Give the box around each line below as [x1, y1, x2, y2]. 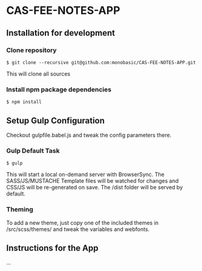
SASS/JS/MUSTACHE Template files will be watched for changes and [6, 177, 179, 184]
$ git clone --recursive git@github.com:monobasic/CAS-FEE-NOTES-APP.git [6, 59, 197, 65]
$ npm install [6, 99, 42, 105]
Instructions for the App [6, 243, 99, 253]
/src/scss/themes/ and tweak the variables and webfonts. [6, 225, 150, 233]
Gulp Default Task [6, 146, 60, 155]
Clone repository [6, 46, 57, 54]
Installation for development [6, 28, 116, 38]
